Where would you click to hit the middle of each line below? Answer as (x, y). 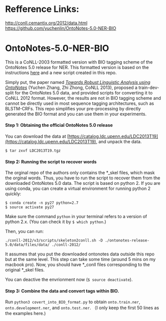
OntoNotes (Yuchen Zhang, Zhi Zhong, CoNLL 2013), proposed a (71, 87)
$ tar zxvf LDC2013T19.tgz (33, 151)
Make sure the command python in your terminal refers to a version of (76, 217)
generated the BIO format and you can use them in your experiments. (76, 114)
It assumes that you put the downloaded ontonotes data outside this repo (80, 254)
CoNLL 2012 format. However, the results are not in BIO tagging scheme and (83, 98)
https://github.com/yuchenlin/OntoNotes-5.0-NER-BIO (61, 28)
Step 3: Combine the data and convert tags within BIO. (62, 291)
